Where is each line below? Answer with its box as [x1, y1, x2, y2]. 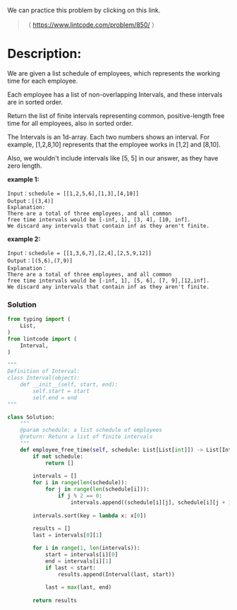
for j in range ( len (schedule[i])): [44, 486, 150, 493]
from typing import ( [7, 316, 71, 323]
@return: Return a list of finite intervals [20, 433, 153, 440]
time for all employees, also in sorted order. [7, 119, 133, 127]
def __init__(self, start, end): [20, 381, 119, 388]
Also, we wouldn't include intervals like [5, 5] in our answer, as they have [7, 153, 219, 162]
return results [32, 597, 78, 604]
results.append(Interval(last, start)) [57, 570, 175, 578]
